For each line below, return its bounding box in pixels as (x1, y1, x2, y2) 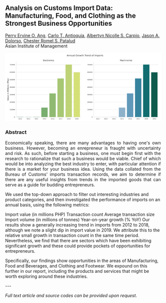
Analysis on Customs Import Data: (5, 4, 113, 12)
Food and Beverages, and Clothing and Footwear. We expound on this (5, 263, 147, 269)
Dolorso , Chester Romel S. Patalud (5, 38, 76, 43)
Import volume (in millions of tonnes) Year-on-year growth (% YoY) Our (5, 217, 150, 223)
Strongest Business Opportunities (5, 19, 112, 28)
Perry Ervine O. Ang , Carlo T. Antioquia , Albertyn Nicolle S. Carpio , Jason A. (5, 32, 160, 38)
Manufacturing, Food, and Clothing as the (5, 12, 136, 20)
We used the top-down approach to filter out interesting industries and (5, 191, 149, 197)
